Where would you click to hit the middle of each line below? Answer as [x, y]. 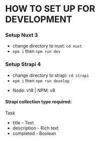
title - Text [23, 122]
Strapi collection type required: [38, 102]
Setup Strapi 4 [23, 64]
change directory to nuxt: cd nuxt [47, 46]
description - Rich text [35, 128]
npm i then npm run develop [41, 80]
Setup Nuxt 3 [22, 35]
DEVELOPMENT [39, 19]
